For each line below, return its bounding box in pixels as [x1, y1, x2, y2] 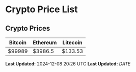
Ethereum [33, 39, 57, 46]
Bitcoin [9, 39, 27, 46]
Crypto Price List [5, 4, 78, 15]
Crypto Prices [5, 24, 50, 33]
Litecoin [62, 39, 83, 46]
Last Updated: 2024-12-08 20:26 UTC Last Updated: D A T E [5, 61, 131, 67]
